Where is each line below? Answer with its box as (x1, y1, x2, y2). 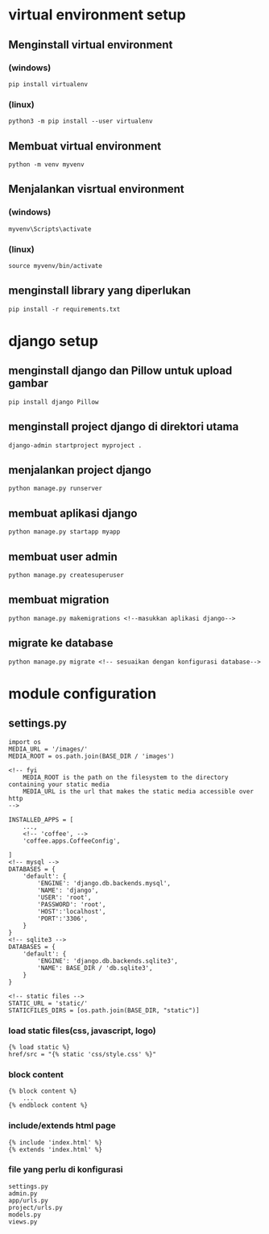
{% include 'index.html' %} (8, 1138, 103, 1147)
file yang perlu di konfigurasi (8, 1164, 123, 1175)
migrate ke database (8, 636, 114, 650)
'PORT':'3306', (37, 914, 89, 922)
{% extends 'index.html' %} (8, 1145, 103, 1153)
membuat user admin (8, 550, 118, 563)
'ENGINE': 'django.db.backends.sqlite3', (37, 956, 179, 965)
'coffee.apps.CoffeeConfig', (23, 837, 121, 845)
